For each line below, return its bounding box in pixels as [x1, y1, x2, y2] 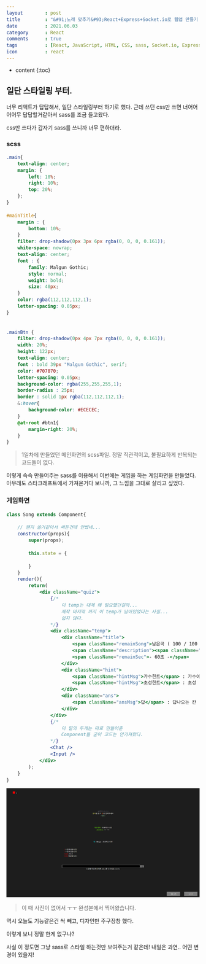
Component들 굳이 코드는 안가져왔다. [61, 731, 143, 738]
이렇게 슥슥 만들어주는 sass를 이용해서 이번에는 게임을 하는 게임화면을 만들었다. [6, 472, 196, 479]
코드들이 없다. [21, 459, 55, 466]
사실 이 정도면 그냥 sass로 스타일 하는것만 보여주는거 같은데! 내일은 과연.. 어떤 [6, 943, 193, 951]
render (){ [17, 576, 43, 583]
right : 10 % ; [28, 180, 59, 187]
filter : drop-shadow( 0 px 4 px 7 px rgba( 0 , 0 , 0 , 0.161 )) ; [17, 335, 166, 342]
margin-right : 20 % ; [28, 426, 78, 432]
